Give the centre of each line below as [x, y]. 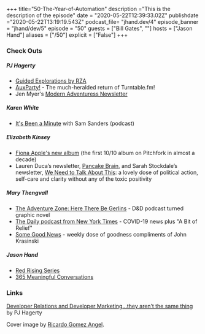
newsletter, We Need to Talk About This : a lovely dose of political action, [106, 172]
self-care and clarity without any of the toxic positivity [83, 179]
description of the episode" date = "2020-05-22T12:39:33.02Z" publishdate [102, 15]
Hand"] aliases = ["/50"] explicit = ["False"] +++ [67, 35]
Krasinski [27, 241]
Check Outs [24, 50]
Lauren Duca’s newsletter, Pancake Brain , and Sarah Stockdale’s [96, 165]
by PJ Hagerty [24, 313]
